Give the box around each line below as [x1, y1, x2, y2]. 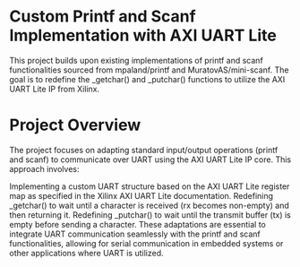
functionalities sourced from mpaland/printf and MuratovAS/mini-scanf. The [9, 65, 289, 75]
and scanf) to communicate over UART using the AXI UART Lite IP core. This [9, 154, 292, 165]
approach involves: [9, 163, 80, 174]
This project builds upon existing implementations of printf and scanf [9, 55, 264, 65]
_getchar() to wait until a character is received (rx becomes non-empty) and [9, 200, 289, 211]
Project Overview [9, 115, 141, 135]
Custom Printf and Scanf [9, 6, 196, 27]
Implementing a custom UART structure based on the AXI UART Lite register [9, 181, 290, 192]
